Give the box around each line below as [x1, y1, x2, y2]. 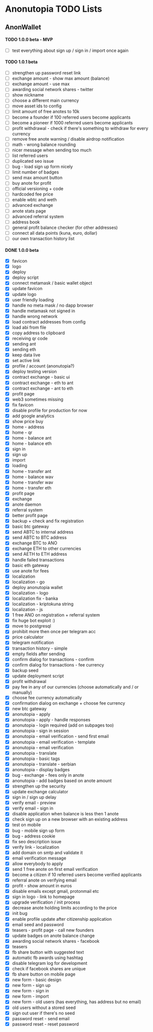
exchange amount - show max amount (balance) [12, 75, 110, 81]
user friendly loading [12, 296, 54, 302]
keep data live [12, 352, 40, 358]
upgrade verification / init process [12, 899, 80, 905]
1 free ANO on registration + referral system [12, 612, 100, 618]
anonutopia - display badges [12, 766, 70, 772]
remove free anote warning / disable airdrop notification [12, 136, 124, 142]
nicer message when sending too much [12, 147, 92, 153]
